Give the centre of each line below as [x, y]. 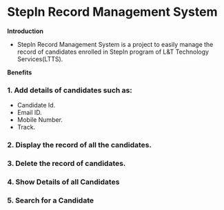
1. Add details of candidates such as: [70, 90]
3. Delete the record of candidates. [67, 164]
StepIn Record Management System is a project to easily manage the [115, 44]
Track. [26, 127]
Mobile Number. [40, 120]
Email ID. [30, 113]
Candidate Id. [36, 105]
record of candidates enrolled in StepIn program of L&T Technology [113, 52]
